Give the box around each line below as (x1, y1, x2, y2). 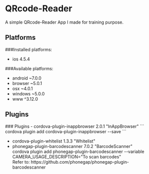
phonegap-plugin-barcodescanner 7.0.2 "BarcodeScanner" (12, 143, 133, 149)
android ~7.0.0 (12, 75, 42, 81)
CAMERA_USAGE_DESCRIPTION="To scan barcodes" (12, 153, 121, 160)
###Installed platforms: (5, 46, 53, 52)
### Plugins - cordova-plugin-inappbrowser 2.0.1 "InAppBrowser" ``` (5, 123, 145, 129)
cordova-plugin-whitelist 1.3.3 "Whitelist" (12, 138, 96, 144)
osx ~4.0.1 (12, 86, 33, 91)
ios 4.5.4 (12, 56, 30, 62)
